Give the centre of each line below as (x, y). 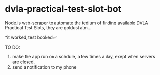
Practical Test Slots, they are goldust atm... (48, 27)
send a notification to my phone (44, 67)
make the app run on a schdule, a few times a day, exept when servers (84, 56)
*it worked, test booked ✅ (31, 37)
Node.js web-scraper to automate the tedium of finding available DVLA (77, 23)
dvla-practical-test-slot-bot (63, 9)
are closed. (24, 62)
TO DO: (13, 47)
